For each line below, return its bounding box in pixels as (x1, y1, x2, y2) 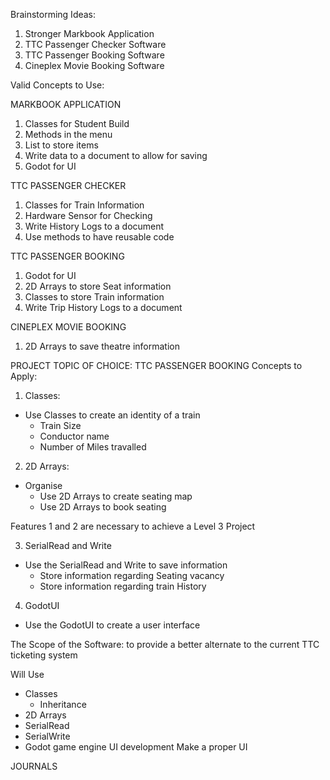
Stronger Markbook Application (24, 28, 155, 39)
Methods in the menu (24, 129, 113, 140)
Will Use (10, 669, 45, 680)
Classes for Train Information (24, 199, 145, 211)
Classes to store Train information (24, 291, 165, 303)
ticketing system (10, 649, 78, 661)
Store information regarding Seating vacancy (39, 570, 225, 581)
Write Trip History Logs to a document (24, 302, 183, 313)
